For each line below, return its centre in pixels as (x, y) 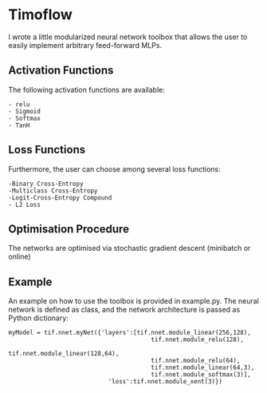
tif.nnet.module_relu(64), (196, 361)
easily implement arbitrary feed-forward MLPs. (85, 45)
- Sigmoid (25, 111)
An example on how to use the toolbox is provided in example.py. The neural (133, 301)
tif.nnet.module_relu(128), (198, 340)
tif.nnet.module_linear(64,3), (203, 368)
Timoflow (41, 15)
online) (20, 256)
